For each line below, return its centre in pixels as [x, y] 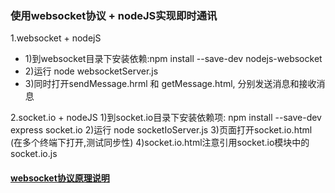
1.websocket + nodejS [56, 38]
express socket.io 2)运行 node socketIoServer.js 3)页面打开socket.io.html [161, 130]
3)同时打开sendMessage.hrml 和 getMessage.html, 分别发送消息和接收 [170, 84]
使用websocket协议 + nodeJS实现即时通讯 [114, 15]
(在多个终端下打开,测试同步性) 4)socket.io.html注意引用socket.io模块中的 [160, 143]
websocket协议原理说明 [60, 178]
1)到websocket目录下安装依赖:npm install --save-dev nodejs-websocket [173, 59]
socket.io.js [34, 154]
